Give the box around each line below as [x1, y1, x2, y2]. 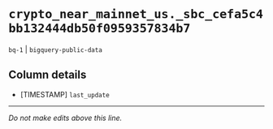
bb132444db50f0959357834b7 [8, 21, 191, 37]
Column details [8, 68, 87, 82]
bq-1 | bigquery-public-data [8, 44, 103, 54]
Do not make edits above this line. [8, 113, 123, 123]
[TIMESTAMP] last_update [19, 89, 110, 99]
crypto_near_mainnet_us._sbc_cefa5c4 [8, 6, 264, 22]
